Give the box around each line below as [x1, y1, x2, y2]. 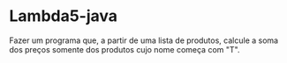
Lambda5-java [9, 6, 117, 26]
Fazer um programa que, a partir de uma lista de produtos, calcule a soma [9, 35, 279, 45]
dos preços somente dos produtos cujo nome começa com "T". [9, 44, 240, 54]
